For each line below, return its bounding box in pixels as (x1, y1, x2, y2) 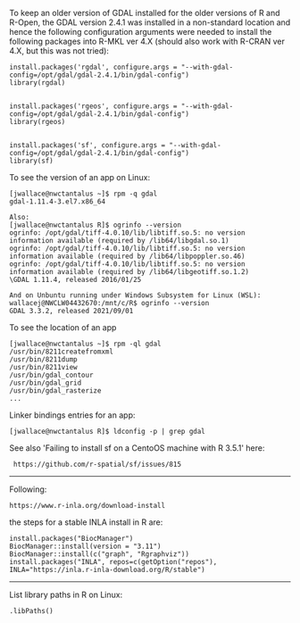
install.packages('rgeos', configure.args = (9, 102, 178, 111)
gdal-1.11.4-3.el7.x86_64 (9, 197, 105, 206)
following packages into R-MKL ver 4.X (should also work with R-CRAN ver (9, 36, 286, 46)
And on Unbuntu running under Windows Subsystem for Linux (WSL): (9, 291, 262, 300)
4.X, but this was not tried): (9, 46, 110, 56)
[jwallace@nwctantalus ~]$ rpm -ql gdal (9, 339, 162, 348)
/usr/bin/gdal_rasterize (9, 386, 102, 395)
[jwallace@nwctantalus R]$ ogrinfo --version (9, 220, 181, 229)
